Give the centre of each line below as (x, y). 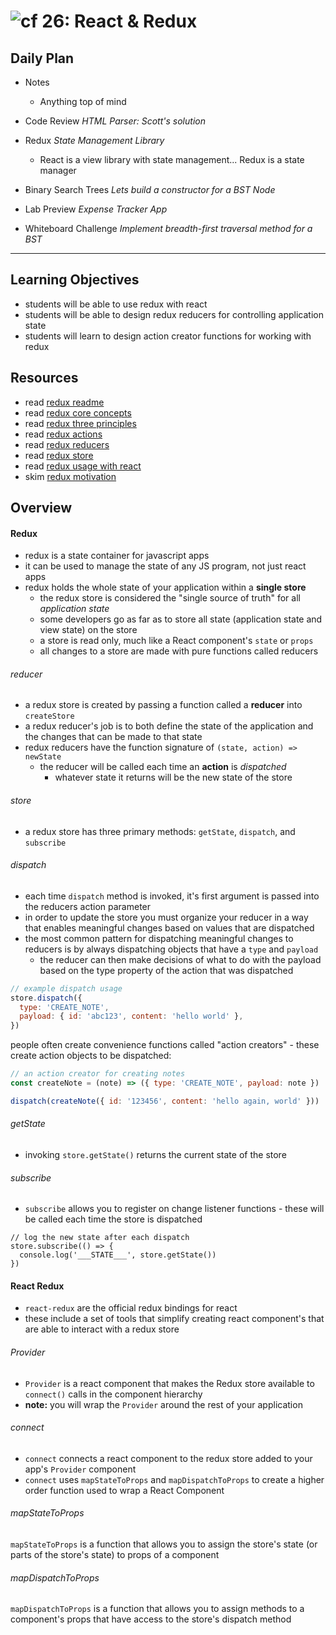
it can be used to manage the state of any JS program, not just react (165, 566)
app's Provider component (80, 1469)
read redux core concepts (78, 412)
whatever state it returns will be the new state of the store (173, 777)
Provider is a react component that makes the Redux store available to (169, 1383)
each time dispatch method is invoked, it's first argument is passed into (172, 896)
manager (58, 170)
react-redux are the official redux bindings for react (131, 1308)
